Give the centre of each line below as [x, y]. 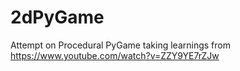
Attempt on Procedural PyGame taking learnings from [120, 45]
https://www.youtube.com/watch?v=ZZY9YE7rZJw [115, 55]
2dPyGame [57, 17]
